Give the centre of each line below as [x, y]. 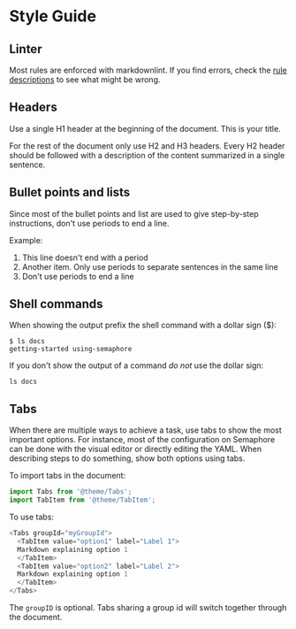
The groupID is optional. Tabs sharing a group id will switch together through [148, 607]
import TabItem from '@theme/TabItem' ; [83, 500]
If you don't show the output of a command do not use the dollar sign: [137, 365]
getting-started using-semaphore [71, 349]
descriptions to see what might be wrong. [85, 80]
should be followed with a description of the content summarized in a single [147, 155]
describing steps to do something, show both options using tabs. [127, 458]
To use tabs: [32, 517]
